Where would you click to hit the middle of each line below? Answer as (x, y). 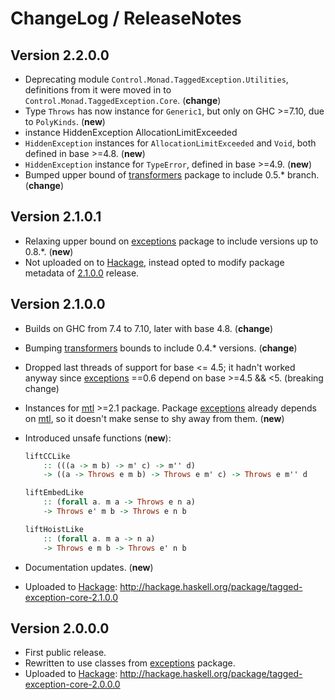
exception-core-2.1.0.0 (71, 597)
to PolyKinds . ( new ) (65, 121)
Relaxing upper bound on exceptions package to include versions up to (171, 241)
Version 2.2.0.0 (60, 55)
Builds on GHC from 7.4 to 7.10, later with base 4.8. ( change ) (149, 328)
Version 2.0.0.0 (60, 628)
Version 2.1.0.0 (58, 304)
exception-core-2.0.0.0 (72, 684)
